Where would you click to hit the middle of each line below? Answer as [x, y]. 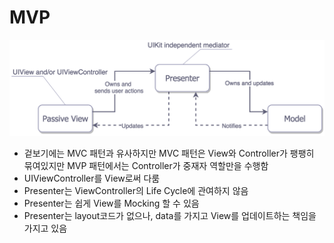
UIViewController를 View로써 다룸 [92, 178]
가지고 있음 [45, 228]
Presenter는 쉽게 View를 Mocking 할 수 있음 [111, 203]
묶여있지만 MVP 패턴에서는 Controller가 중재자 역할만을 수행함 [146, 165]
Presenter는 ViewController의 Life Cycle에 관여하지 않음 [136, 190]
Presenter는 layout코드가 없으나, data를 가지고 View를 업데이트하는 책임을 [170, 215]
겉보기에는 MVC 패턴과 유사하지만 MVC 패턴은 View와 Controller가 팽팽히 [169, 153]
